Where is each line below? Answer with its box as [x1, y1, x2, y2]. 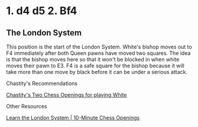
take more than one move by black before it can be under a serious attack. [6, 69, 188, 75]
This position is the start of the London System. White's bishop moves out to [6, 43, 192, 50]
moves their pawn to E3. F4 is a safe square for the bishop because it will [6, 62, 184, 69]
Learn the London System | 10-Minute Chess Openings [6, 114, 140, 121]
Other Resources [6, 103, 47, 110]
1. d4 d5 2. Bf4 [6, 4, 77, 18]
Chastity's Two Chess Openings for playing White [6, 92, 127, 98]
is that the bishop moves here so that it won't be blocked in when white [6, 56, 180, 63]
